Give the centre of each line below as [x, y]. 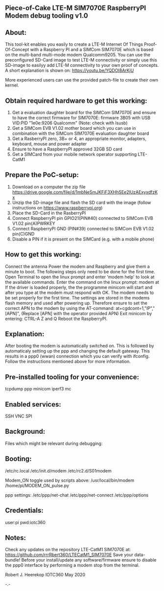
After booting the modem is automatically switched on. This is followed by [80, 346]
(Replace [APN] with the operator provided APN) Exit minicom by [87, 313]
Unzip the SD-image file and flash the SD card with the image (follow [82, 202]
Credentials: [24, 511]
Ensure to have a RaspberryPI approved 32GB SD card [67, 149]
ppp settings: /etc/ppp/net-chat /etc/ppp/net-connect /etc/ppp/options [77, 495]
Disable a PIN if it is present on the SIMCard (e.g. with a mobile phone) [83, 239]
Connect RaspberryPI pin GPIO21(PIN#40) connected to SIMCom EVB [82, 218]
